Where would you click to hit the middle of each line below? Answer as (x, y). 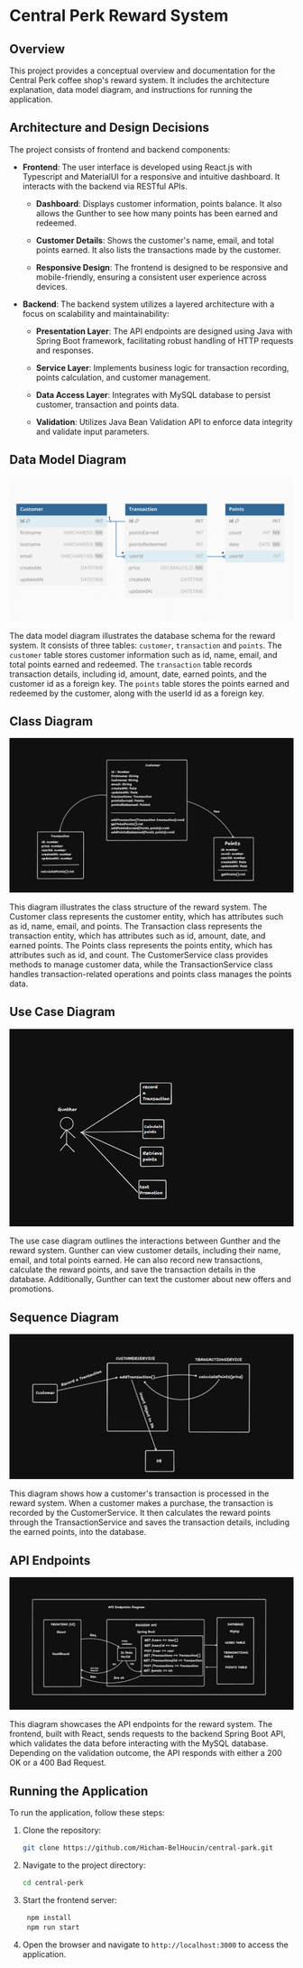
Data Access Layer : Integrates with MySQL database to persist (153, 394)
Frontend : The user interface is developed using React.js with (137, 167)
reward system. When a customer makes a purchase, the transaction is (141, 1503)
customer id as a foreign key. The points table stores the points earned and (150, 683)
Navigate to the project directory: (84, 1865)
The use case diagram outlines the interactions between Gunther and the (145, 1241)
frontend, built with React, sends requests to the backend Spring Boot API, (147, 1734)
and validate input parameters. (93, 431)
